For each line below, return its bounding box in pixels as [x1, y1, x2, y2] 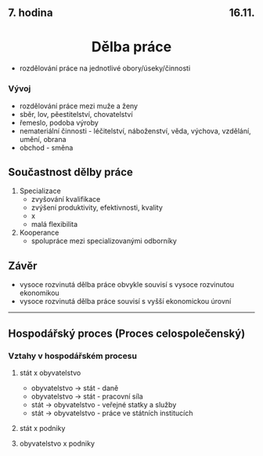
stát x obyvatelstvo [19, 368, 81, 378]
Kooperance [19, 228, 59, 238]
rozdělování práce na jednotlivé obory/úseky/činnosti [19, 64, 191, 73]
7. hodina [8, 6, 53, 20]
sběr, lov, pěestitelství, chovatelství [19, 109, 133, 119]
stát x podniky [19, 423, 66, 432]
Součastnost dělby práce [8, 166, 133, 179]
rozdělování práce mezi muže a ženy [19, 101, 139, 111]
